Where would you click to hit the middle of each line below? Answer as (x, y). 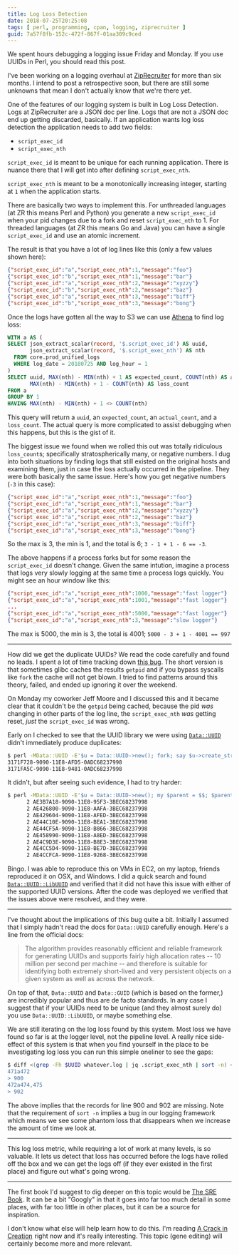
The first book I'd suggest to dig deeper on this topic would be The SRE (112, 1192)
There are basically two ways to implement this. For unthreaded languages (117, 205)
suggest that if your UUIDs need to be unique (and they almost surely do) (115, 1008)
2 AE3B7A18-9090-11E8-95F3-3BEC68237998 (87, 802)
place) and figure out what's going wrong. (69, 1171)
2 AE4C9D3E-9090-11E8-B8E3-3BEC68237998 (87, 842)
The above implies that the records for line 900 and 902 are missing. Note (116, 1105)
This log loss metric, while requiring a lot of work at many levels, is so (109, 1148)
